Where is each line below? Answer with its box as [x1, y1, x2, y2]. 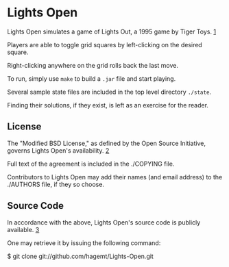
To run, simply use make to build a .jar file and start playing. [7, 74, 176, 83]
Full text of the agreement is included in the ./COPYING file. [7, 160, 175, 168]
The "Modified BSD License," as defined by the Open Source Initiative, [7, 139, 206, 147]
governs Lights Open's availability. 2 [7, 146, 110, 155]
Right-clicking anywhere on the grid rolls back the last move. [7, 61, 178, 69]
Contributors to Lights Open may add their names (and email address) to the [7, 173, 223, 181]
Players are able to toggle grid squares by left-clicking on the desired [7, 40, 202, 49]
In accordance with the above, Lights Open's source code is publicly [7, 218, 201, 227]
